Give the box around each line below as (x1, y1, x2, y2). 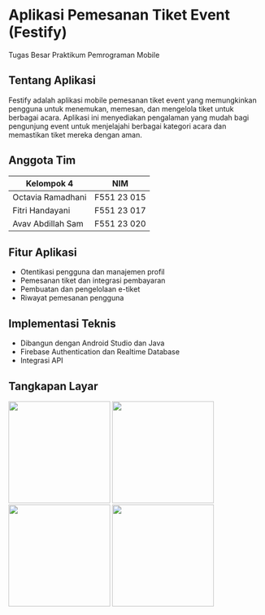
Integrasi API (20, 356, 63, 366)
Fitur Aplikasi (8, 245, 77, 259)
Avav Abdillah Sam (12, 217, 84, 229)
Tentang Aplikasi (8, 73, 96, 87)
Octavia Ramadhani (12, 191, 87, 203)
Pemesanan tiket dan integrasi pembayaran (20, 275, 166, 286)
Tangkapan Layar (8, 379, 98, 393)
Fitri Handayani (12, 204, 71, 216)
